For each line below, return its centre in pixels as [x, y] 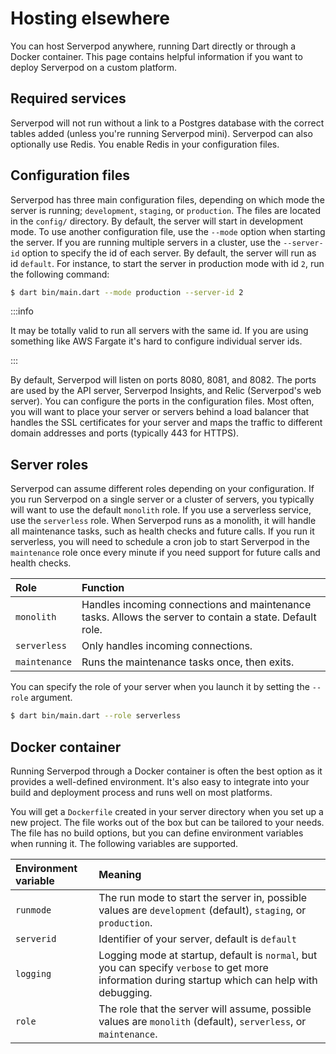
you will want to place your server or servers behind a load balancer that [160, 412]
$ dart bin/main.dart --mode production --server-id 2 [127, 292]
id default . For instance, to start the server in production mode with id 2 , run [167, 263]
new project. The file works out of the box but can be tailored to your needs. [167, 822]
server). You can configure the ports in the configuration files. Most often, [162, 401]
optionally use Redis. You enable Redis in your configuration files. [145, 144]
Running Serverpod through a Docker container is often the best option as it [166, 771]
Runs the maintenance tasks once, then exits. [188, 662]
